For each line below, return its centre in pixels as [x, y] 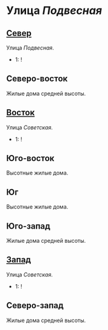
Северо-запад [35, 306]
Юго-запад [28, 226]
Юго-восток [30, 158]
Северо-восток [37, 79]
